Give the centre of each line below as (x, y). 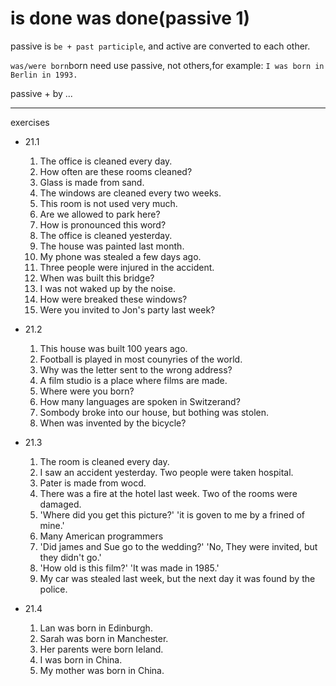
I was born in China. (81, 659)
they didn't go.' (70, 557)
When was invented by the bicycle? (113, 423)
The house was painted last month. (112, 246)
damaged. (60, 504)
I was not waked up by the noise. (107, 288)
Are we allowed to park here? (100, 214)
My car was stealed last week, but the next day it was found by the (177, 578)
